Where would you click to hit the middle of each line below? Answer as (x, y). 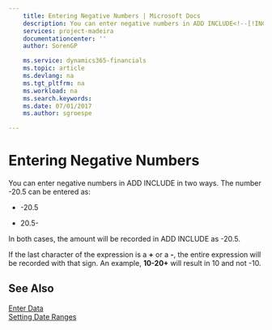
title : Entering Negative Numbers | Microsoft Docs (112, 16)
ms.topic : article (54, 69)
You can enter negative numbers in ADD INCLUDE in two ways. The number (135, 183)
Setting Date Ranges (42, 316)
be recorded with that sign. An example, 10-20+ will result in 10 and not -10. (135, 264)
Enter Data (26, 308)
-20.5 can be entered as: (49, 192)
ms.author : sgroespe (57, 114)
